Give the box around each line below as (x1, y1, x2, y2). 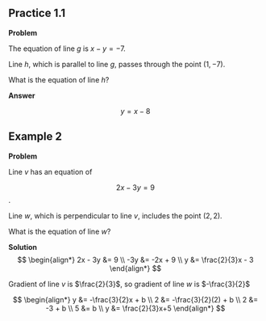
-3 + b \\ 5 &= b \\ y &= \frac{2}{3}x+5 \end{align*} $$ (45, 303, 226, 313)
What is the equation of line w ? (8, 226, 111, 236)
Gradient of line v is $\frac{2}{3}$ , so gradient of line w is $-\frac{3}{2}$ (8, 279, 251, 289)
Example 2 (8, 129, 62, 144)
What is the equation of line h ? (8, 74, 110, 84)
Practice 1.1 (8, 6, 66, 20)
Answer (8, 91, 35, 100)
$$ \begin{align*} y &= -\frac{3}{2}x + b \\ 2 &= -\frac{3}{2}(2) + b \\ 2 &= (12, 294, 259, 304)
